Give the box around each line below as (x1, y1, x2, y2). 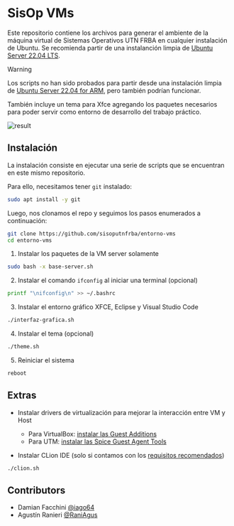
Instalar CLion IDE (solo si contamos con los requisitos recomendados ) (17, 451, 225, 459)
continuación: (7, 216, 48, 225)
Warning (7, 65, 32, 73)
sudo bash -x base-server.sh (7, 263, 94, 271)
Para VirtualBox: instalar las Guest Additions (28, 429, 157, 438)
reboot (7, 370, 27, 377)
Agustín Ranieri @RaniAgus (17, 510, 98, 520)
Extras (7, 390, 37, 402)
